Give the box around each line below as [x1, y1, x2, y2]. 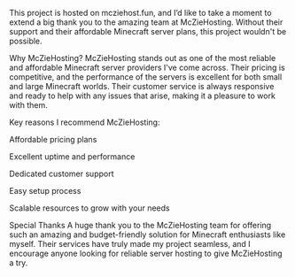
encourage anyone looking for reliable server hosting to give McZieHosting [9, 248, 283, 258]
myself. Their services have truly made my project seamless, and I [9, 239, 251, 249]
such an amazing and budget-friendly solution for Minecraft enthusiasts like [9, 229, 286, 240]
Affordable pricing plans [9, 135, 97, 144]
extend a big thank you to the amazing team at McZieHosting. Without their [9, 17, 283, 27]
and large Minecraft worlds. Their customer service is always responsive [9, 81, 275, 91]
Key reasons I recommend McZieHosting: [9, 117, 160, 127]
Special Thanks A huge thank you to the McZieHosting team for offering [9, 220, 272, 230]
